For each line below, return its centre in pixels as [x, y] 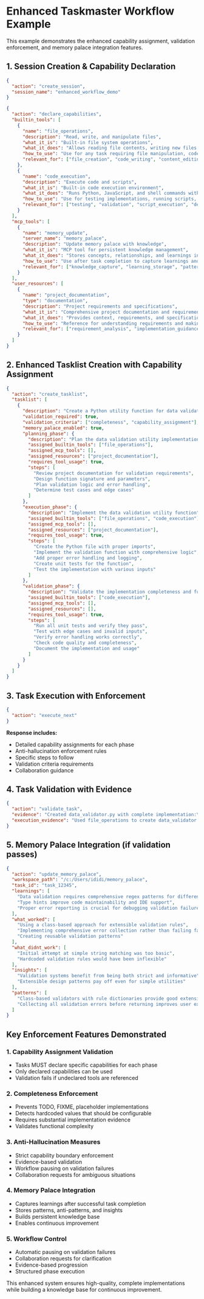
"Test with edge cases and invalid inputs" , [90, 632]
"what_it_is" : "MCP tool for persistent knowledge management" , [105, 250]
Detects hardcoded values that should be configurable [83, 1114]
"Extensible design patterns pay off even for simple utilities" [102, 982]
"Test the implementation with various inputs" [94, 569]
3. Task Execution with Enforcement [76, 695]
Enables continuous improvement [57, 1223]
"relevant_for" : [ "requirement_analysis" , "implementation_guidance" [112, 329]
